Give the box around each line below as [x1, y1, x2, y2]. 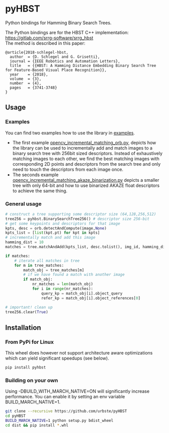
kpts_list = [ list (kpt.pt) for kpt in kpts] [5, 230, 100, 236]
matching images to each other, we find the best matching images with [12, 156, 159, 162]
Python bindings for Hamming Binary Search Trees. [5, 20, 112, 26]
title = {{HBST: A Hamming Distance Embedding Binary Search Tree [10, 63, 156, 68]
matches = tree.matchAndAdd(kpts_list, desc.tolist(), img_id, [5, 245, 141, 250]
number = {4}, [10, 81, 42, 86]
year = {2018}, [10, 71, 49, 77]
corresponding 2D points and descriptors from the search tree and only [12, 161, 161, 167]
